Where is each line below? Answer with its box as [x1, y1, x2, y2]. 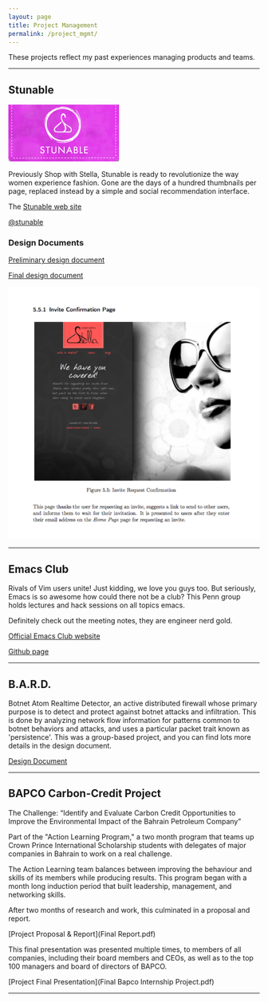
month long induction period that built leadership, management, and [8, 881, 232, 890]
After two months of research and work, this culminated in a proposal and [8, 905, 250, 914]
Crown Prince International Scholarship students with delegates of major [8, 840, 247, 850]
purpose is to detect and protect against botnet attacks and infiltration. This [8, 707, 257, 717]
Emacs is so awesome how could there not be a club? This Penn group [8, 592, 241, 602]
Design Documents [8, 238, 85, 249]
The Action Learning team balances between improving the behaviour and [8, 864, 253, 874]
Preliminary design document [8, 255, 105, 265]
